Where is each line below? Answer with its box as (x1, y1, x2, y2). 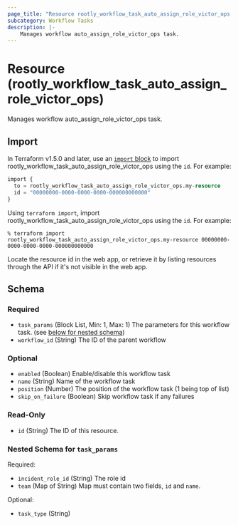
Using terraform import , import (7, 208, 100, 217)
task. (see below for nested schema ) (17, 328, 126, 337)
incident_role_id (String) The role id (17, 474, 126, 483)
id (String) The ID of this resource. (17, 426, 119, 435)
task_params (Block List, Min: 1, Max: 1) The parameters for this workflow (17, 321, 229, 329)
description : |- (7, 24, 55, 31)
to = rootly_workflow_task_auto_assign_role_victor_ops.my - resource (13, 182, 221, 189)
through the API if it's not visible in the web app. (7, 262, 148, 271)
